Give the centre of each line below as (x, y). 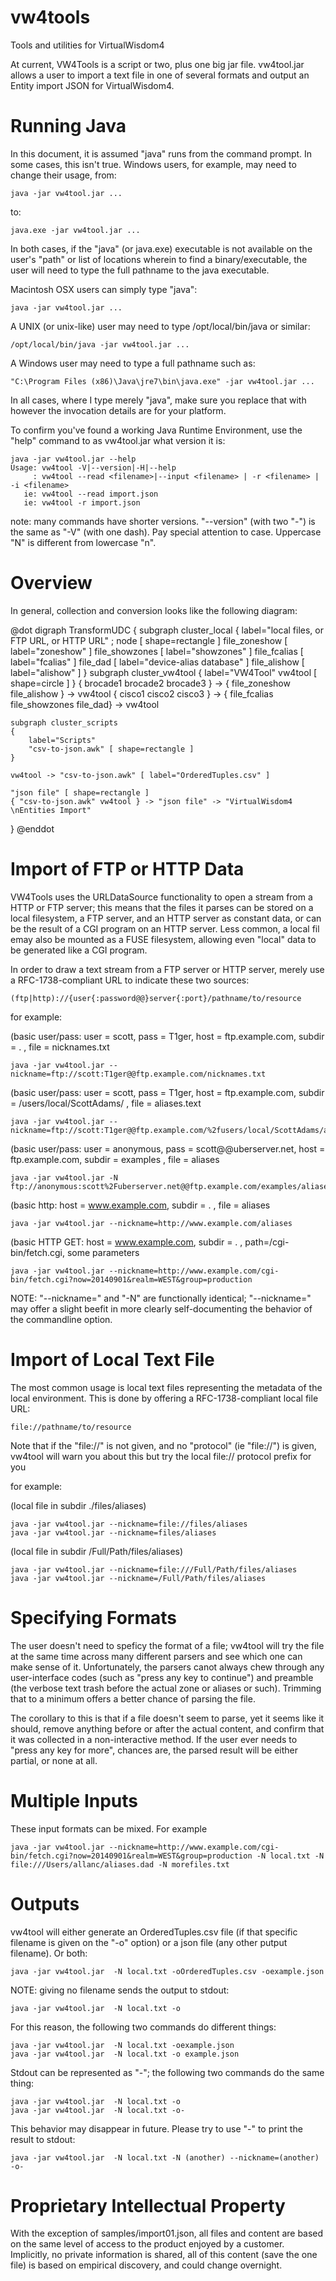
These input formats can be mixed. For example (109, 1828)
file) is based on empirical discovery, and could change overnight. (146, 2265)
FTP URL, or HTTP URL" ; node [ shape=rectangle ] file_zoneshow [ (149, 640)
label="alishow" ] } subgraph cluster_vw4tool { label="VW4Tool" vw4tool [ (164, 672)
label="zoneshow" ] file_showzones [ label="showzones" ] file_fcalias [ (157, 651)
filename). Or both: (49, 1953)
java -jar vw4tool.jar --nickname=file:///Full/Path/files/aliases (154, 1569)
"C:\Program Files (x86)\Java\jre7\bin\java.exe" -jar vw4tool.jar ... (162, 381)
